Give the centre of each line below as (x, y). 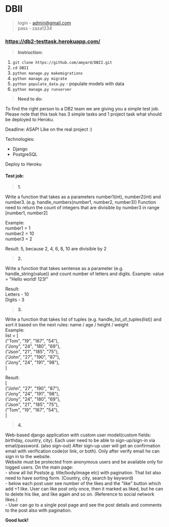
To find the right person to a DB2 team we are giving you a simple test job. (82, 109)
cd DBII (20, 68)
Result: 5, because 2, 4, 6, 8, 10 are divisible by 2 (56, 249)
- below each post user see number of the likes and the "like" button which (83, 483)
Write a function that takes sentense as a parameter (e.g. (64, 269)
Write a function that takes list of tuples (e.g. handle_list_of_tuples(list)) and (83, 319)
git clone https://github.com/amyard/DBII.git (62, 63)
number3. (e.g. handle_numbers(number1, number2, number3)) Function (81, 202)
